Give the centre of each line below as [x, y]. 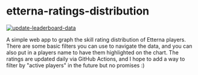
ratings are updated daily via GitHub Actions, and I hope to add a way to [96, 59]
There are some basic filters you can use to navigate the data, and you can [99, 46]
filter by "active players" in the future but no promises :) [75, 65]
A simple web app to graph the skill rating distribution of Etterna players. [96, 39]
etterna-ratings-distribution [78, 11]
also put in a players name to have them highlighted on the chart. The [93, 52]
